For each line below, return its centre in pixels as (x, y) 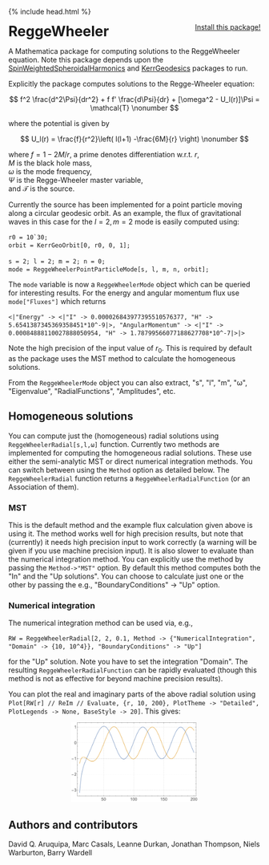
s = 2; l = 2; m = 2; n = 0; (57, 262)
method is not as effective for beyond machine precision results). (116, 679)
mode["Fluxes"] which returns (57, 301)
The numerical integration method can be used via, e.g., (101, 623)
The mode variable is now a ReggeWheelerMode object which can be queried (129, 284)
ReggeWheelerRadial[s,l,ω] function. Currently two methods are (114, 444)
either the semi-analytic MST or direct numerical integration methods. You (131, 461)
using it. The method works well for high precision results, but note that (126, 534)
